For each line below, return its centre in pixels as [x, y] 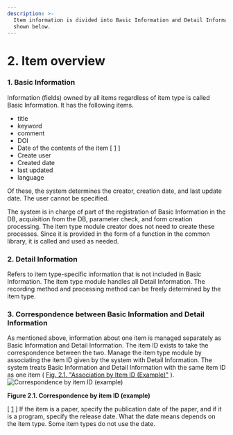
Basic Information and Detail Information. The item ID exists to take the [108, 346]
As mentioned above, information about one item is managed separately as [114, 338]
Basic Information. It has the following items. [70, 105]
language [31, 177]
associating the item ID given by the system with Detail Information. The [110, 360]
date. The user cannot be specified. [58, 198]
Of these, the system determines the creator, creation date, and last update [114, 191]
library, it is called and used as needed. [63, 241]
